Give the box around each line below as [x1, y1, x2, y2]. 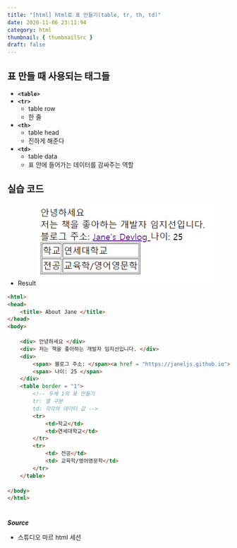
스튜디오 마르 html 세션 [17, 533, 82, 542]
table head [28, 128, 60, 136]
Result [17, 279, 37, 287]
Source [7, 518, 30, 527]
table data [28, 152, 58, 161]
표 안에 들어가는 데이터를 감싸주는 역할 [28, 160, 134, 169]
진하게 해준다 [28, 136, 65, 145]
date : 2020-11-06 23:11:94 [7, 18, 87, 26]
